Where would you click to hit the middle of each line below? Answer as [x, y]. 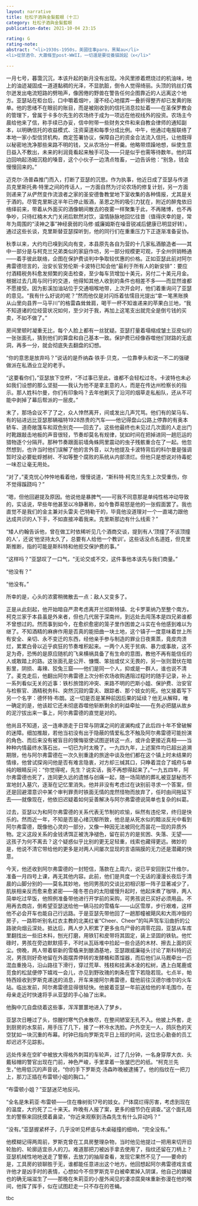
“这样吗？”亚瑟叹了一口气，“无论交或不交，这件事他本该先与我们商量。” [92, 559]
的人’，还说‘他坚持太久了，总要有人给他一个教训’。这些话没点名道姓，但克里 [98, 538]
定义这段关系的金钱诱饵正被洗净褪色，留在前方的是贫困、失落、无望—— [104, 834]
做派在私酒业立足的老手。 [37, 365]
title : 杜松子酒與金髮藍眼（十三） [44, 17]
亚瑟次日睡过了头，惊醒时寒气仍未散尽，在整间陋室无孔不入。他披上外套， [96, 1020]
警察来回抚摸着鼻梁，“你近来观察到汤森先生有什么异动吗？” [88, 1117]
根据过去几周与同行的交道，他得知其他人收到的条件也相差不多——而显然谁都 [99, 280]
